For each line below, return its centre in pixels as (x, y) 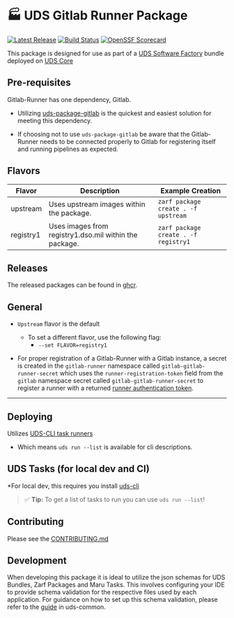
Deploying (30, 416)
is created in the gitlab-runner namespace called (88, 366)
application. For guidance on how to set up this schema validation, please (112, 600)
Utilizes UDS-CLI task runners (50, 433)
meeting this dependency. (55, 120)
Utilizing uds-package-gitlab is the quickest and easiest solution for (114, 113)
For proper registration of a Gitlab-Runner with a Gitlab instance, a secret (122, 359)
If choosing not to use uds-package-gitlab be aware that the (103, 134)
